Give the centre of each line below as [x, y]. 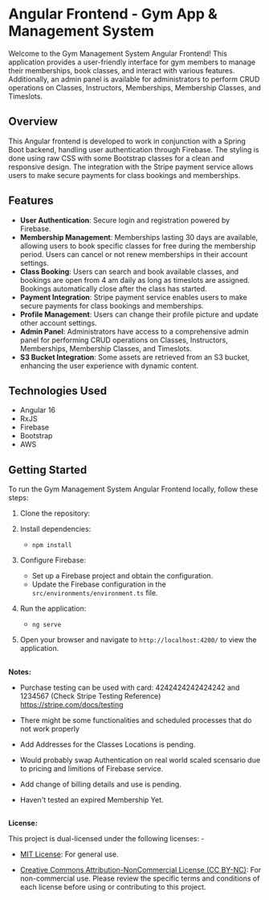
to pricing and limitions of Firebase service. [92, 768]
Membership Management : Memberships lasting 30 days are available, [139, 237]
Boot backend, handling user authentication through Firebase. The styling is [134, 149]
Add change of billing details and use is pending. [101, 784]
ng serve [47, 625]
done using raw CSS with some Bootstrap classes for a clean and [116, 158]
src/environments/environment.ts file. [95, 593]
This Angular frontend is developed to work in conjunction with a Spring [127, 141]
